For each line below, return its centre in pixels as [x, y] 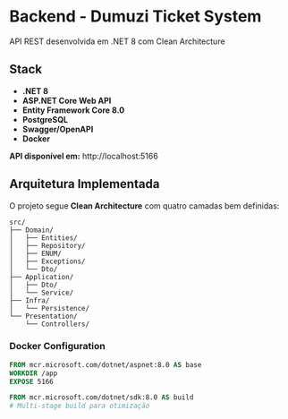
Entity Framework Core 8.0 [73, 110]
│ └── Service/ [42, 293]
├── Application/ [42, 277]
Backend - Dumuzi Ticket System [136, 17]
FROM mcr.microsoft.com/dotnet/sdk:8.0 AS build [102, 398]
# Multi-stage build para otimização [80, 406]
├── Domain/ [31, 230]
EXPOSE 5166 [31, 381]
